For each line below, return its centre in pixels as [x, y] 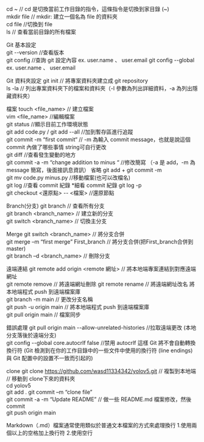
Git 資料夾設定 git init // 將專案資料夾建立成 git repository [77, 81]
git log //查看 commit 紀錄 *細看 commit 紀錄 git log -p [74, 185]
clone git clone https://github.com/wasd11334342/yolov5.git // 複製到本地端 [101, 371]
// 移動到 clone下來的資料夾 [41, 379]
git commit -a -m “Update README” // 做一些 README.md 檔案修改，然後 [99, 399]
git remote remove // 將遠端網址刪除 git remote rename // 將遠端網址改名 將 [100, 284]
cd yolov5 [19, 386]
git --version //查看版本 [35, 53]
